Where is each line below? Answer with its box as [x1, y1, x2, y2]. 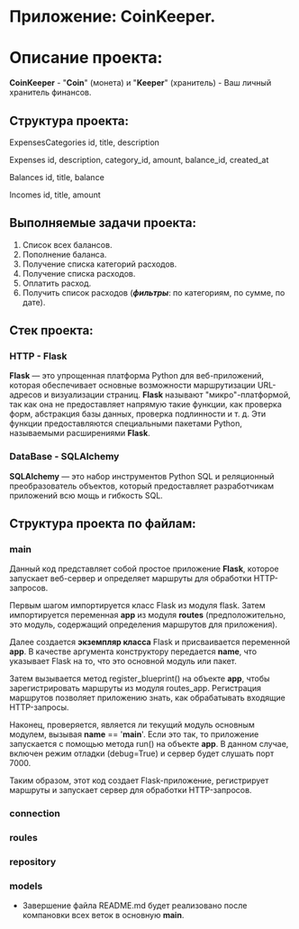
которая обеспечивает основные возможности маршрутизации [9, 380, 256, 391]
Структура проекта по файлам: [9, 516, 196, 532]
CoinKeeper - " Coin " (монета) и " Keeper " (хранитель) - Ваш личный [9, 77, 272, 88]
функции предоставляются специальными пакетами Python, [9, 418, 243, 429]
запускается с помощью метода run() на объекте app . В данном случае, [9, 739, 289, 750]
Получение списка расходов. [22, 268, 136, 278]
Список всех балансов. [22, 239, 113, 250]
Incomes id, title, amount [9, 189, 101, 200]
